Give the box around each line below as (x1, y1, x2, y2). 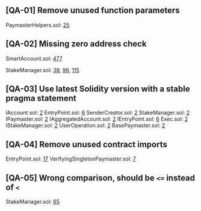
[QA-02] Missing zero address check (5, 39, 147, 49)
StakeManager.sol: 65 (5, 198, 60, 206)
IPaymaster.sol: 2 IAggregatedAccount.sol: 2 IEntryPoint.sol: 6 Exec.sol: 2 (5, 115, 188, 123)
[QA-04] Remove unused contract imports (5, 139, 168, 150)
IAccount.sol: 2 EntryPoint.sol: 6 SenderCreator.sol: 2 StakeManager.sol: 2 (5, 109, 190, 117)
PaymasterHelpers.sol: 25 (5, 21, 70, 28)
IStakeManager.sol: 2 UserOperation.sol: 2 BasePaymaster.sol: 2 (5, 122, 165, 129)
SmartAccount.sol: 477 (5, 55, 63, 62)
